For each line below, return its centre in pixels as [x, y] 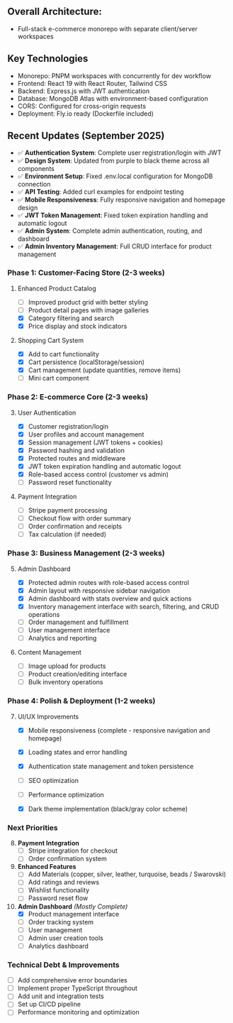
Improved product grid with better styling [88, 302]
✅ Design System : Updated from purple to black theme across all [114, 161]
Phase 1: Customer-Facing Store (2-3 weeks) [86, 273]
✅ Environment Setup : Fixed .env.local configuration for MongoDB [115, 176]
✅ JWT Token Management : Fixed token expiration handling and [113, 215]
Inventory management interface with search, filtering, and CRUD [124, 606]
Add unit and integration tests [61, 996]
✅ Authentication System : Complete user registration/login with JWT [119, 153]
